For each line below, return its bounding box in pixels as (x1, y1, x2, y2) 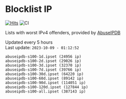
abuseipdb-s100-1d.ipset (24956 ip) (5, 54, 81, 59)
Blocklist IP (5, 3, 52, 15)
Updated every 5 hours (5, 39, 53, 45)
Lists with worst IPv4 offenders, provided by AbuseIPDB (5, 29, 121, 35)
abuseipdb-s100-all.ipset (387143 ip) (5, 89, 86, 94)
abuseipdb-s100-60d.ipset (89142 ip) (5, 76, 84, 81)
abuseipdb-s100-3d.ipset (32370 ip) (5, 63, 81, 68)
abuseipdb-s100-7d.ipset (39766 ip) (5, 67, 81, 72)
